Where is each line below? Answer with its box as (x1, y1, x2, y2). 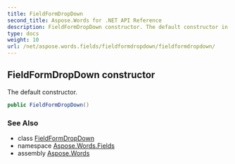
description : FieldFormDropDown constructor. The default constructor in (7, 23, 229, 30)
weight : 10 (7, 37, 39, 44)
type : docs (7, 30, 39, 37)
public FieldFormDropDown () (7, 101, 90, 108)
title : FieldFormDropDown (7, 10, 83, 18)
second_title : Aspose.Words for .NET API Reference (7, 17, 162, 24)
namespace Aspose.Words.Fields (17, 141, 115, 150)
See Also (7, 118, 39, 127)
